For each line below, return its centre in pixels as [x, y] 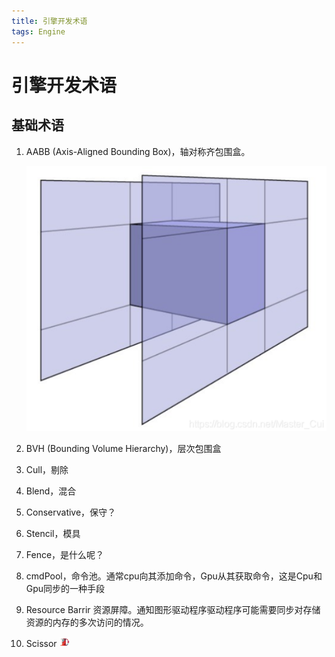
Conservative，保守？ [71, 512]
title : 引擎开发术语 [49, 21]
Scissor [41, 643]
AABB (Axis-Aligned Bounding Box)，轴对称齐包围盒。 [138, 151]
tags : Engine [38, 31]
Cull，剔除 [47, 469]
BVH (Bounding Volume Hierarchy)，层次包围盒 [123, 448]
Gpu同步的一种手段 [65, 588]
